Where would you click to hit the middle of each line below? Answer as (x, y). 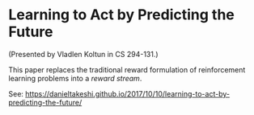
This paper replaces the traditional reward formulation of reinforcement (127, 69)
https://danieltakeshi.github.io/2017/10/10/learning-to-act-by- (128, 93)
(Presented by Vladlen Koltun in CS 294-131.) (84, 54)
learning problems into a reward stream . (75, 78)
